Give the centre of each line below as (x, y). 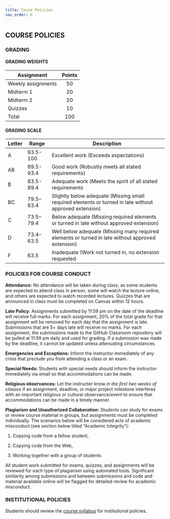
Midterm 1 (20, 92)
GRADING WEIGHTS (27, 62)
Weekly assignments (32, 84)
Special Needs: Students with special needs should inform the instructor (81, 368)
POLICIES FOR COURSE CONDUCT (48, 274)
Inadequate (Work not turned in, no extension (105, 253)
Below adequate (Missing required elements (104, 217)
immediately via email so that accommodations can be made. (69, 374)
